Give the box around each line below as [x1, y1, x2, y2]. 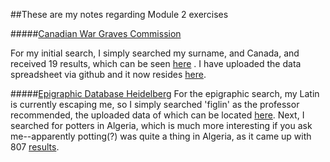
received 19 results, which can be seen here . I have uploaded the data [10, 58, 302, 69]
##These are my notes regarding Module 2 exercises [10, 9, 229, 20]
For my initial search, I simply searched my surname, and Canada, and [10, 47, 300, 59]
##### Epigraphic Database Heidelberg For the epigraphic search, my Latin [10, 88, 320, 99]
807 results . [10, 141, 60, 153]
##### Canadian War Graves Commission [10, 28, 182, 39]
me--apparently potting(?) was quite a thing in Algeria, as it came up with [10, 130, 312, 142]
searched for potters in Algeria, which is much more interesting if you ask [10, 120, 313, 131]
